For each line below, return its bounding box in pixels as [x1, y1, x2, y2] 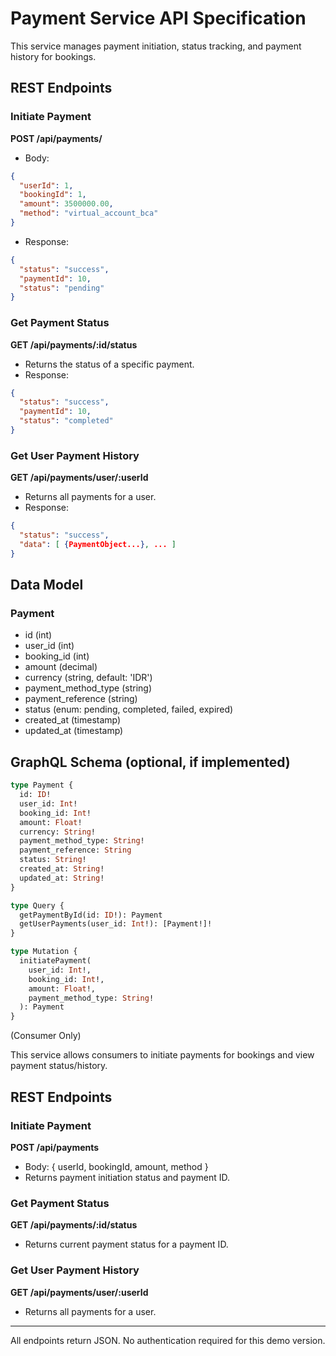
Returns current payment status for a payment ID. [24, 1238, 229, 1251]
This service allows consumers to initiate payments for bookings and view [10, 1049, 315, 1061]
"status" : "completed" [19, 416, 114, 426]
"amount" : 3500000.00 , [19, 199, 114, 209]
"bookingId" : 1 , [19, 190, 87, 200]
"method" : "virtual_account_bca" [19, 208, 159, 219]
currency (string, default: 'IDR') [24, 672, 153, 684]
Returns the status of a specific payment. [24, 358, 195, 370]
